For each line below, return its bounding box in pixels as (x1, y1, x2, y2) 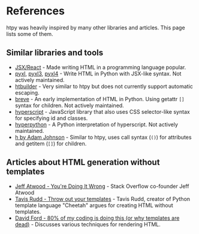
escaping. (14, 89, 40, 96)
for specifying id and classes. (14, 114, 88, 121)
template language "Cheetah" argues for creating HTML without (14, 202, 174, 209)
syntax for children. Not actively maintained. (14, 102, 124, 109)
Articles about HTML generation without (6, 157, 160, 168)
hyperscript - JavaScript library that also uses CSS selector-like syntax (14, 108, 190, 115)
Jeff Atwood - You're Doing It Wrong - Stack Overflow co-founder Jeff (14, 183, 189, 190)
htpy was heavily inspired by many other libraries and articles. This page (6, 24, 185, 31)
